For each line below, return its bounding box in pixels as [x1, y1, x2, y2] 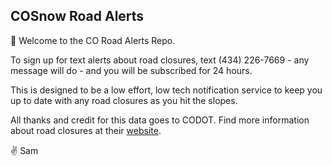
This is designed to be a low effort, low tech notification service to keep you [10, 84, 323, 96]
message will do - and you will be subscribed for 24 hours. [10, 64, 253, 76]
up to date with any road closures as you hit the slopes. [10, 94, 238, 106]
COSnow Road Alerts [10, 8, 145, 25]
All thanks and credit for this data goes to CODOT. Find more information [10, 114, 310, 126]
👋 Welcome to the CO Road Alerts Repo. [10, 34, 176, 46]
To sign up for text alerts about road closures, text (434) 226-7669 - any [10, 54, 310, 66]
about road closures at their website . [10, 124, 162, 136]
